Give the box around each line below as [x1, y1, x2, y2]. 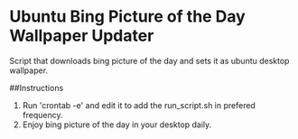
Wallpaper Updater [9, 25, 154, 46]
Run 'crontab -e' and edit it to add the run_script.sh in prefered [22, 99, 256, 110]
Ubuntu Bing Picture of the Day [9, 6, 246, 27]
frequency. [22, 109, 63, 120]
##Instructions [9, 82, 64, 93]
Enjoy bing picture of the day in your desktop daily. [22, 119, 212, 130]
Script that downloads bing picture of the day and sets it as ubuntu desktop [9, 55, 290, 66]
